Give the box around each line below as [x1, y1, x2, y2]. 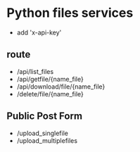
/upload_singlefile [16, 129, 68, 137]
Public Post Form [6, 110, 82, 122]
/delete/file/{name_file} [16, 89, 84, 98]
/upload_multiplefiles [16, 136, 78, 145]
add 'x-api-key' [16, 28, 62, 37]
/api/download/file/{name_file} [16, 82, 106, 91]
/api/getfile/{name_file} [16, 75, 84, 83]
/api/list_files [16, 67, 54, 75]
